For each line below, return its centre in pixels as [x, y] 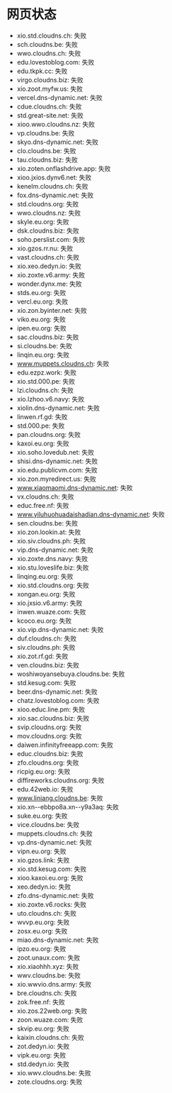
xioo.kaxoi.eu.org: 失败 [50, 877]
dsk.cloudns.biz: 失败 [48, 231]
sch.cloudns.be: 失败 [47, 44]
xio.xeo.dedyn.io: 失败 [49, 266]
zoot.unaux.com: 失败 [48, 958]
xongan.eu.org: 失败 [46, 594]
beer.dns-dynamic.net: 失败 [57, 692]
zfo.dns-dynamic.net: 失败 [55, 895]
